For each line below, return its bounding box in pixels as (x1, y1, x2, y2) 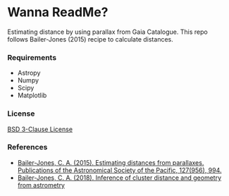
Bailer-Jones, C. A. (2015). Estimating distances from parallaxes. (17, 158, 204, 166)
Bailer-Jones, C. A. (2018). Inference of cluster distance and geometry (17, 173, 222, 182)
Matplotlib (17, 91, 47, 99)
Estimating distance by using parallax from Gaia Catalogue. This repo (7, 27, 208, 36)
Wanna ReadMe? (7, 4, 109, 20)
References (7, 142, 48, 152)
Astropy (17, 68, 41, 78)
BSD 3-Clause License (7, 125, 73, 133)
